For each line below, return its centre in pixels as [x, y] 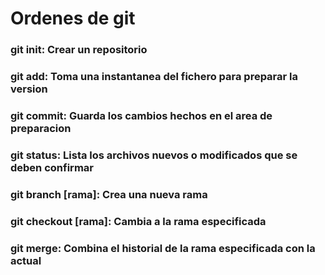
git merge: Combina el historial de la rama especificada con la [163, 248]
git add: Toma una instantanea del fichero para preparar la [154, 77]
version [29, 89]
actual [26, 260]
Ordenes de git [73, 18]
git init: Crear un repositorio [79, 50]
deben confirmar [52, 167]
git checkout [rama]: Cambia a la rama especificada [138, 221]
